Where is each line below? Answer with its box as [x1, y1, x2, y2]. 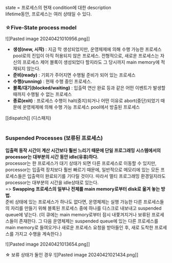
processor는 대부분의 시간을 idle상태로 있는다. [5, 179, 99, 185]
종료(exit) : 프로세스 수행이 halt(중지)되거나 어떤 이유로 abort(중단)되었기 [12, 98, 160, 104]
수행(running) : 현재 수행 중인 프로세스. [12, 79, 92, 85]
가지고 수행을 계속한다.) [14, 231, 62, 237]
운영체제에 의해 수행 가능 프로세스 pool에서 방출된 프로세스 [22, 104, 140, 110]
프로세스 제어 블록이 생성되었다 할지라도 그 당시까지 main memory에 [22, 59, 160, 65]
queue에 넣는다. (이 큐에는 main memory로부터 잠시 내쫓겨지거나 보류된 [5, 211, 150, 217]
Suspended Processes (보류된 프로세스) [5, 135, 103, 142]
